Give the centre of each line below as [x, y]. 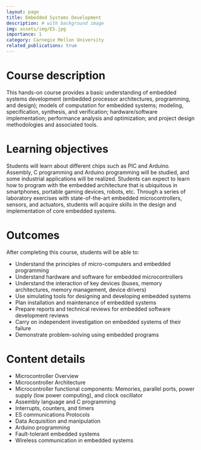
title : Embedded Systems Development [54, 18]
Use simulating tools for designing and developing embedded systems [103, 296]
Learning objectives [58, 149]
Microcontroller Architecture [50, 382]
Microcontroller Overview [47, 376]
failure [23, 328]
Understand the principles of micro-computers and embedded [93, 263]
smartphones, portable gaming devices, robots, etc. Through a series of [96, 191]
